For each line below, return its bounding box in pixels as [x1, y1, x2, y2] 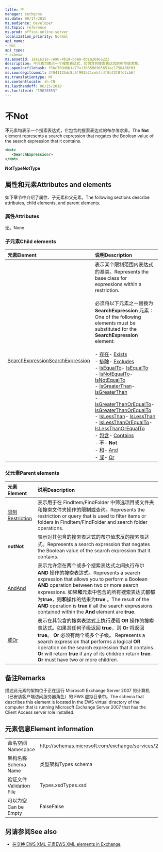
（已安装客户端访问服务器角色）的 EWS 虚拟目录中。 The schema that [5, 694, 144, 700]
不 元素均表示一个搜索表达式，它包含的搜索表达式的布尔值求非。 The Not [5, 128, 149, 133]
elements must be [95, 320, 136, 326]
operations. [37, 525, 64, 531]
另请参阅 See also [5, 827, 57, 836]
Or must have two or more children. [37, 656, 118, 663]
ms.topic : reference [5, 25, 47, 30]
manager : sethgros [5, 12, 42, 16]
